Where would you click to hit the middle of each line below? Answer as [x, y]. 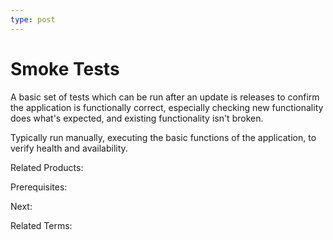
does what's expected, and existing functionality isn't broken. [137, 118]
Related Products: [47, 167]
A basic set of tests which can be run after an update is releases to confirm [165, 97]
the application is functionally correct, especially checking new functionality [167, 107]
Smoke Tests [65, 68]
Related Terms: [41, 225]
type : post [33, 19]
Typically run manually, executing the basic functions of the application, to [163, 137]
